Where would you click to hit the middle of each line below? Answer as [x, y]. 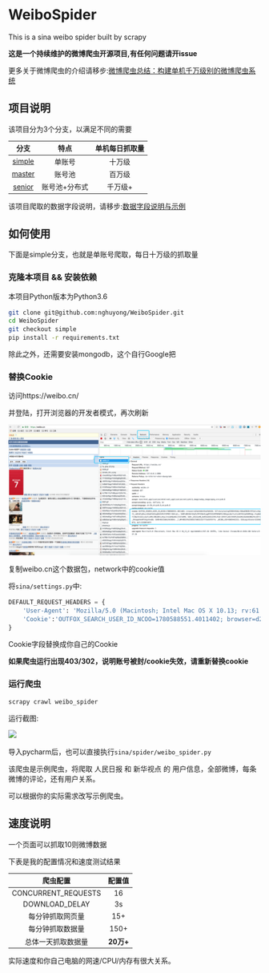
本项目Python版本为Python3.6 [58, 296]
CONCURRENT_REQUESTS [56, 893]
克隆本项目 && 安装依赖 [53, 277]
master [23, 174]
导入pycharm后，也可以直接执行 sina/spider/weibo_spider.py [110, 752]
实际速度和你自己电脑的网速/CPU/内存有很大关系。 [92, 961]
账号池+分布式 [65, 187]
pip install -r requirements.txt [64, 338]
